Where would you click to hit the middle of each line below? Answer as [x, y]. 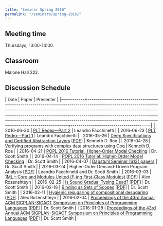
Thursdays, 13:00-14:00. [30, 45]
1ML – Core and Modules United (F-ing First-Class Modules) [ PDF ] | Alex [78, 177]
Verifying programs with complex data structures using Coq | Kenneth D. [78, 146]
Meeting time [26, 34]
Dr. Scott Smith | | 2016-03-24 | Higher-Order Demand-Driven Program [76, 166]
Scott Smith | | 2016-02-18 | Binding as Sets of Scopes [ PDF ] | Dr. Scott [77, 187]
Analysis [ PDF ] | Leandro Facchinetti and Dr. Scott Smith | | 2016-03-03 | [78, 172]
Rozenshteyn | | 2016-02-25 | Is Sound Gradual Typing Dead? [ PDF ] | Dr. [78, 182]
